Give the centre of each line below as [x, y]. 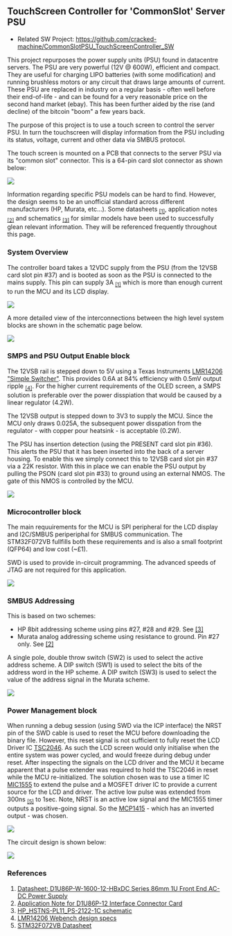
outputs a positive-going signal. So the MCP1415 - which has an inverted [111, 808]
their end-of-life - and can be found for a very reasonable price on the [107, 96]
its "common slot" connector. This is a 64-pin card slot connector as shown [115, 160]
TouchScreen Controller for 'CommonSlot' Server [116, 11]
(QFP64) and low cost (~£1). [47, 549]
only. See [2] [35, 644]
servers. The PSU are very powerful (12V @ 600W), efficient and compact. [114, 67]
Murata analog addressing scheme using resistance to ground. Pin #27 [118, 637]
